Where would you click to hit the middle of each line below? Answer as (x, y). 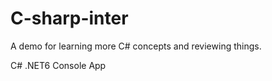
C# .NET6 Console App (58, 65)
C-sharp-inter (69, 18)
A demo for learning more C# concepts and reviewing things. (136, 46)
